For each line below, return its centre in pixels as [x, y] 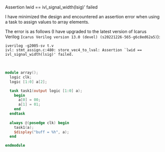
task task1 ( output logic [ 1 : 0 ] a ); [46, 91]
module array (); [22, 73]
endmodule [15, 146]
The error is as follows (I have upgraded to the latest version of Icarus [76, 31]
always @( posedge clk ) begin [39, 123]
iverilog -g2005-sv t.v [30, 46]
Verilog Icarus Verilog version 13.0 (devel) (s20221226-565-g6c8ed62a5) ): [83, 37]
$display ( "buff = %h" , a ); [42, 132]
